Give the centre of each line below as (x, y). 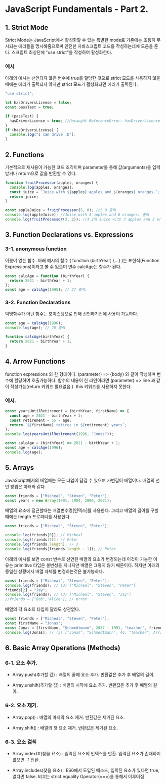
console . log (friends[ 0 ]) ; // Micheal (44, 535)
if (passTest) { (22, 116)
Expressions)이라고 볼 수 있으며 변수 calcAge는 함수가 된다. (63, 267)
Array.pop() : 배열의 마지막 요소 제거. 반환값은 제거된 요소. (68, 717)
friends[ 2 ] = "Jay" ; (26, 590)
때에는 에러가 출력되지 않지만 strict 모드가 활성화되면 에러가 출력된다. (72, 84)
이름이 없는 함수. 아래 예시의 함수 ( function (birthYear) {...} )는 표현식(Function (82, 260)
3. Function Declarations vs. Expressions (69, 235)
